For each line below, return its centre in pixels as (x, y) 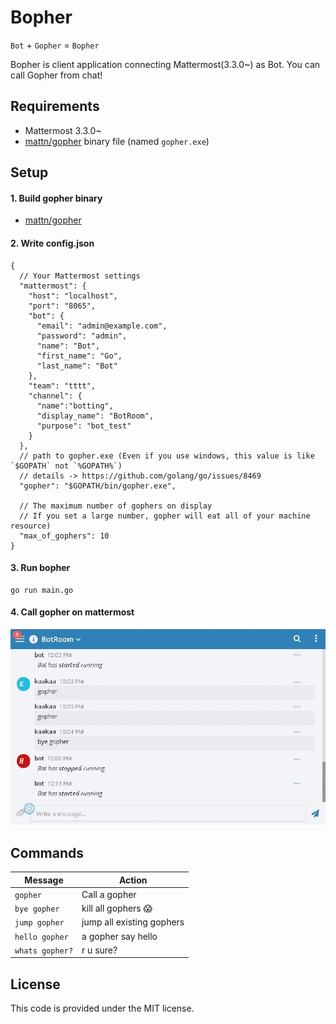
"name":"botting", (75, 406)
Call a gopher (109, 894)
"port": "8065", (62, 306)
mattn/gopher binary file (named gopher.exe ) (117, 141)
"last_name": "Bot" (77, 366)
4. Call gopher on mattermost (72, 612)
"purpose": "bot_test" (84, 426)
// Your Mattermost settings (80, 276)
